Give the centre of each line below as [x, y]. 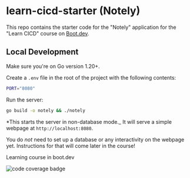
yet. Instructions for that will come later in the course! [71, 146]
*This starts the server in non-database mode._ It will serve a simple [89, 121]
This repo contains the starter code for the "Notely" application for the [91, 27]
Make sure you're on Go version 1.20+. [53, 66]
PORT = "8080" [21, 88]
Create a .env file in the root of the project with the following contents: [91, 77]
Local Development [42, 52]
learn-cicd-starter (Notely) [73, 11]
